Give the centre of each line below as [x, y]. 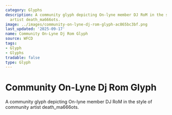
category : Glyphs [24, 10]
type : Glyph [18, 62]
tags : [11, 43]
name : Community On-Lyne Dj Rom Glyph [47, 34]
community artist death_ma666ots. [42, 107]
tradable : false [23, 57]
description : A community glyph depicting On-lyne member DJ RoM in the [84, 15]
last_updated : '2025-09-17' [35, 29]
